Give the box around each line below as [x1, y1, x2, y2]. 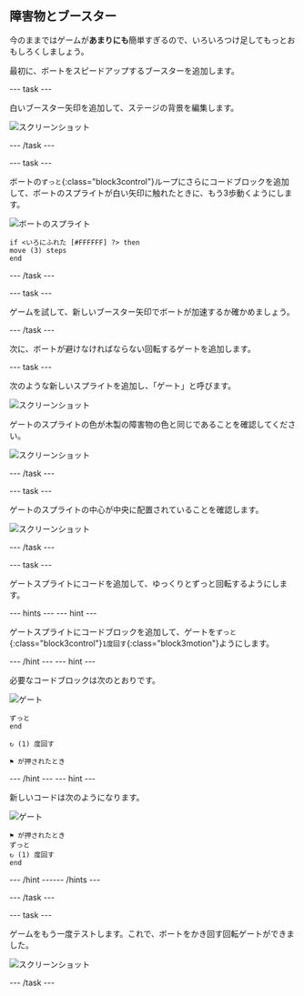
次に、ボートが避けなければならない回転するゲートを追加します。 [9, 343, 257, 354]
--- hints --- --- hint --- [9, 608, 97, 619]
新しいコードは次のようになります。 [9, 791, 145, 802]
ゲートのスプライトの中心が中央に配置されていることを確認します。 [9, 504, 264, 515]
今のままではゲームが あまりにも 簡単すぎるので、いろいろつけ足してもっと [9, 35, 288, 45]
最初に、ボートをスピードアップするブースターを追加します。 [9, 65, 239, 75]
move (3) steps [9, 246, 67, 255]
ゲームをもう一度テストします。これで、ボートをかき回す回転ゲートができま [9, 928, 295, 939]
